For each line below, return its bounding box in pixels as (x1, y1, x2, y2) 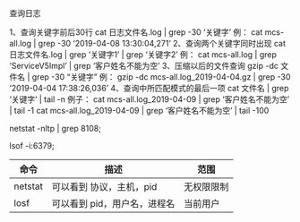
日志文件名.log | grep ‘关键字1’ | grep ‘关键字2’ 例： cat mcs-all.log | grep (9, 49, 278, 60)
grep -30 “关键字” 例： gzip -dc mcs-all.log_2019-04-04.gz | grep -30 (31, 72, 291, 82)
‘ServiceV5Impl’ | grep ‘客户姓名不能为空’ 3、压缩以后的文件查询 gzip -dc (9, 61, 279, 71)
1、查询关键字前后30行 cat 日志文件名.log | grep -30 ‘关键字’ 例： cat (9, 27, 263, 38)
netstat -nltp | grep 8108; (9, 124, 101, 133)
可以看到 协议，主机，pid (51, 181, 158, 192)
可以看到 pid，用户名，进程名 (51, 198, 176, 209)
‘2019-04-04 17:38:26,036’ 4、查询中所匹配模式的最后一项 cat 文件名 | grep (9, 83, 289, 93)
